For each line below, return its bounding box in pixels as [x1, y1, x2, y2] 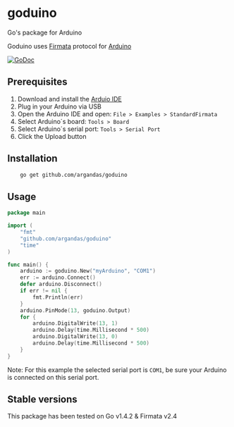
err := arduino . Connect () [20, 274, 97, 281]
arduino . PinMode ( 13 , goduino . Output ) [20, 307, 131, 314]
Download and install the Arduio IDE [17, 94, 122, 103]
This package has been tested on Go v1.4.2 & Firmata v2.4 [7, 412, 178, 421]
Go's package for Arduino [7, 28, 82, 37]
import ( [7, 222, 33, 230]
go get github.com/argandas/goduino [20, 171, 128, 178]
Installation [7, 153, 58, 165]
